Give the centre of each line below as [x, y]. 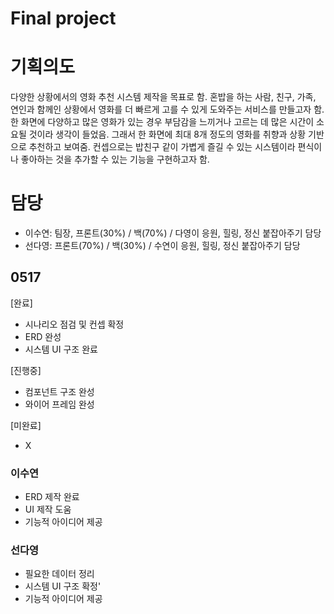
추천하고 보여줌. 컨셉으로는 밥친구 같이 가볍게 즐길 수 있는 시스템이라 [162, 147]
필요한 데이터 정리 [59, 574]
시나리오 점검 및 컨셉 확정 [74, 324]
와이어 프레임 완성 [59, 404]
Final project [63, 18]
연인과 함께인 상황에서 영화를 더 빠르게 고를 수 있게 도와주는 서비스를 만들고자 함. [167, 109]
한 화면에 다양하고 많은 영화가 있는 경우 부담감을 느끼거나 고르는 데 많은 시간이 [162, 122]
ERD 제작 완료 [52, 497]
